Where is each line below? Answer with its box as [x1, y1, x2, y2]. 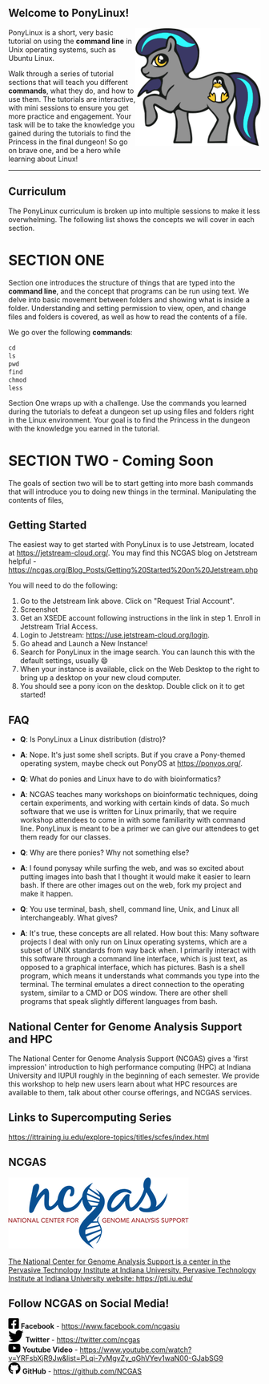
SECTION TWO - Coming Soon [8, 451, 215, 470]
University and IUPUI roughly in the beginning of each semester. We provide [8, 1070, 260, 1080]
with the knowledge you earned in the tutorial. [8, 423, 160, 433]
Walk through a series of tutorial [8, 68, 114, 79]
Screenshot [19, 605, 58, 614]
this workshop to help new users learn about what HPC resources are [8, 1078, 238, 1089]
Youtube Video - [22, 1345, 78, 1354]
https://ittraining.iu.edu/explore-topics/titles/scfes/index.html [8, 1132, 210, 1142]
